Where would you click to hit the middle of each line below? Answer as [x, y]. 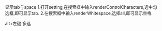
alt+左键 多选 [18, 23]
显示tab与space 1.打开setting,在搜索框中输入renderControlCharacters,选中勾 [81, 7]
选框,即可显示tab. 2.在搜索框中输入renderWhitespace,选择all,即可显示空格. [79, 13]
